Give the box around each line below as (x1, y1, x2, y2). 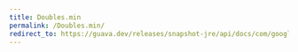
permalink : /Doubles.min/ (9, 21, 105, 30)
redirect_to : (9, 29, 58, 38)
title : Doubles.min (9, 12, 82, 22)
